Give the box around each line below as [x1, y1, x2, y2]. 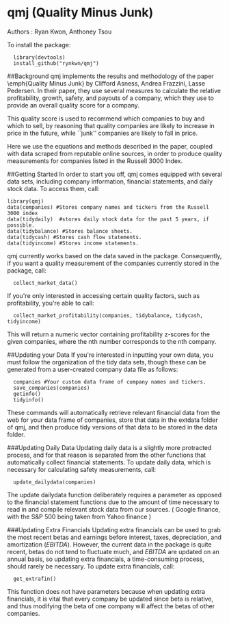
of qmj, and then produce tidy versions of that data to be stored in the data [7, 423, 217, 431]
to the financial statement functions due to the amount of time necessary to [7, 498, 220, 506]
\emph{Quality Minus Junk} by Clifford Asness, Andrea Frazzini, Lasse [7, 79, 206, 87]
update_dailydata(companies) [13, 478, 96, 486]
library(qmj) [7, 197, 44, 205]
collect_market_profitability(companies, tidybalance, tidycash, [13, 312, 204, 319]
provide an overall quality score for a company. [7, 101, 140, 109]
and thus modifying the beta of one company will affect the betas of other [7, 601, 215, 610]
